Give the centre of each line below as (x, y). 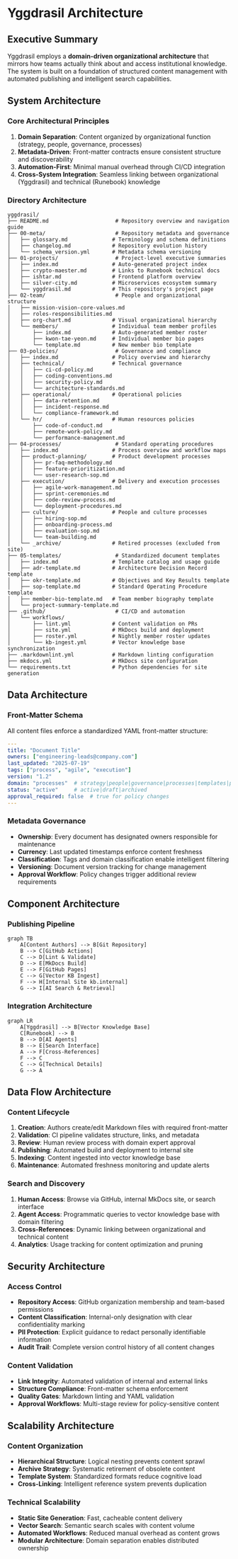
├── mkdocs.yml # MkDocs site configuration (103, 661)
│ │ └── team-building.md (52, 537)
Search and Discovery (46, 1184)
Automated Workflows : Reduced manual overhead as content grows (119, 1533)
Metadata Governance (47, 821)
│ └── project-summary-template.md (63, 605)
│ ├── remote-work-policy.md (60, 431)
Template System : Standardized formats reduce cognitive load (109, 1476)
